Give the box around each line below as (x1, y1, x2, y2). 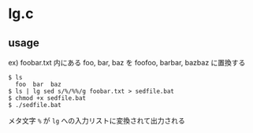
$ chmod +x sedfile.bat (8, 94, 87, 102)
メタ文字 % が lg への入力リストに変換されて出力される (8, 116, 185, 125)
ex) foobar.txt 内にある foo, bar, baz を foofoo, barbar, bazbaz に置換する (8, 58, 246, 67)
